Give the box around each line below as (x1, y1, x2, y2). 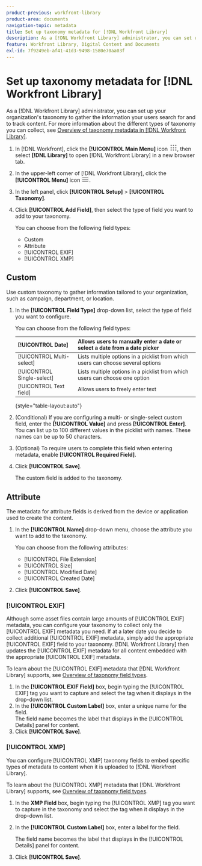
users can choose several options (78, 359, 161, 367)
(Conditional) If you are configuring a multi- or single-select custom (14, 414, 183, 421)
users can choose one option (78, 374, 150, 382)
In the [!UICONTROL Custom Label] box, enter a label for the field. (14, 823, 180, 830)
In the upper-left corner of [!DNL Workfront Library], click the (14, 169, 167, 177)
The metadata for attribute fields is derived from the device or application (6, 508, 188, 515)
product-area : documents (6, 16, 69, 22)
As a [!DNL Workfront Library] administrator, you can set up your (6, 107, 167, 114)
